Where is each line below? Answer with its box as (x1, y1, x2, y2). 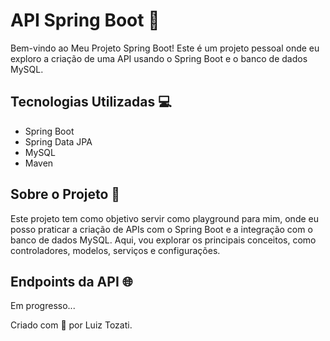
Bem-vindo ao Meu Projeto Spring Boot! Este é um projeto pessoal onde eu (10, 42, 320, 54)
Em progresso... (10, 300, 76, 312)
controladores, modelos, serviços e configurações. (10, 244, 221, 256)
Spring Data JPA (24, 135, 93, 148)
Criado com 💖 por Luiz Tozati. (10, 319, 133, 331)
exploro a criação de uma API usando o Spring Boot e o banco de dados (10, 52, 308, 64)
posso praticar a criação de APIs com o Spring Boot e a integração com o (10, 223, 313, 235)
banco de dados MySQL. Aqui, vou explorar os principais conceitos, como (10, 234, 317, 246)
